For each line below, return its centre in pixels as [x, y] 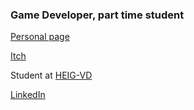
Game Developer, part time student [97, 15]
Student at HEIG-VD [51, 75]
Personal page [40, 37]
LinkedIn [28, 95]
